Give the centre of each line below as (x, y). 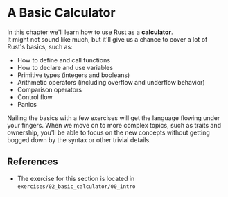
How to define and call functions (64, 60)
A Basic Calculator (61, 13)
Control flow (35, 97)
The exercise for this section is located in (76, 178)
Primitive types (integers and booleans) (73, 75)
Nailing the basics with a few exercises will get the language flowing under (114, 118)
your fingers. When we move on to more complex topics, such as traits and (114, 125)
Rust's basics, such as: (40, 46)
